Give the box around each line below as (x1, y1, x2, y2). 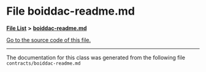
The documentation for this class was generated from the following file (6, 54, 186, 61)
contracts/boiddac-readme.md (6, 60, 81, 67)
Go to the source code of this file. (6, 36, 91, 43)
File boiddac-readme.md (6, 4, 135, 18)
